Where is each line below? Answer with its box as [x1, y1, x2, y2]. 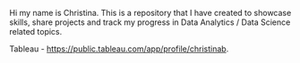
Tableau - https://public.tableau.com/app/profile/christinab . [9, 43, 229, 54]
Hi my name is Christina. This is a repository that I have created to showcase [9, 8, 292, 18]
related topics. [9, 27, 63, 36]
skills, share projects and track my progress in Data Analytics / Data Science [9, 17, 291, 28]
